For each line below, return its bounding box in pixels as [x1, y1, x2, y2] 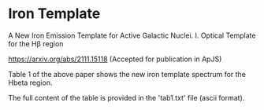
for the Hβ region [8, 38, 64, 48]
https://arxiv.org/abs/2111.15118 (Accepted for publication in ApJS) [8, 54, 222, 64]
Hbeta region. [8, 78, 53, 87]
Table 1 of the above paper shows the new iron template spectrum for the [8, 69, 247, 79]
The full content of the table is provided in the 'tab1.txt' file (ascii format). [8, 93, 245, 102]
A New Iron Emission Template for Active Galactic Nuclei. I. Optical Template [8, 31, 256, 40]
